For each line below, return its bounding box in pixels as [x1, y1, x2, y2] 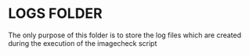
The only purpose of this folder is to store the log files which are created [8, 30, 242, 40]
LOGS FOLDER [8, 5, 103, 23]
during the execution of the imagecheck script [8, 38, 157, 47]
